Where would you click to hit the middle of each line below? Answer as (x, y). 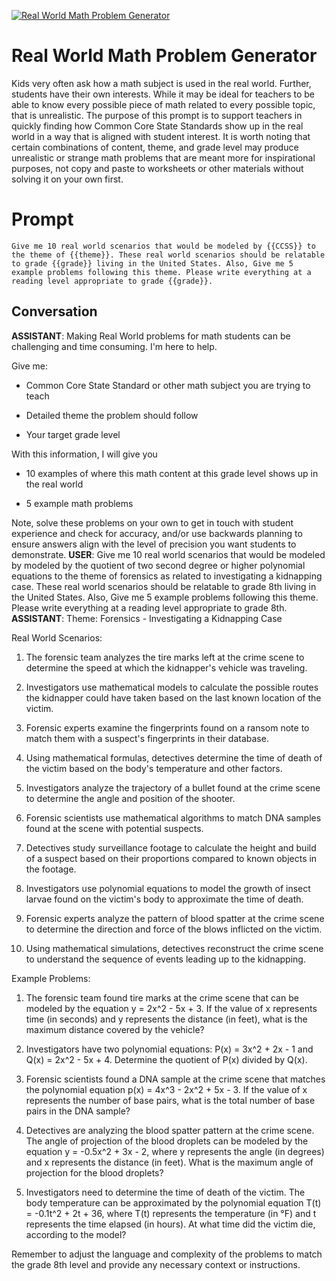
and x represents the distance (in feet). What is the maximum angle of (169, 1162)
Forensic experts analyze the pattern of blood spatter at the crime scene (175, 918)
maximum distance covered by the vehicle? (115, 1029)
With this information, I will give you (84, 454)
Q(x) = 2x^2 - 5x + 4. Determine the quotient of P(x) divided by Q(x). (166, 1059)
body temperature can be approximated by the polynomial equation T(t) (173, 1202)
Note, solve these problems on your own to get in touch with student (152, 522)
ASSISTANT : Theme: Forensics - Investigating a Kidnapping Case (147, 618)
